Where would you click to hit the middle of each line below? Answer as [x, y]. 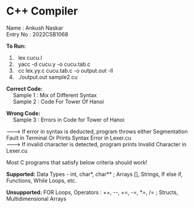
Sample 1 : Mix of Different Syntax [55, 95]
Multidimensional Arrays [36, 198]
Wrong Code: [23, 113]
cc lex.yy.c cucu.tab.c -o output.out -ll [65, 70]
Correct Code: [24, 88]
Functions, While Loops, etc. [42, 180]
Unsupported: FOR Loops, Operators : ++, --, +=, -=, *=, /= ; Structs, [92, 192]
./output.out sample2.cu [48, 77]
